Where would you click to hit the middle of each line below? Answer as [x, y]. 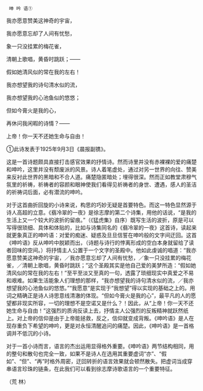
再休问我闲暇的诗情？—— [38, 123]
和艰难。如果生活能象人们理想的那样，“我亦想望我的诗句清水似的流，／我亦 [100, 280]
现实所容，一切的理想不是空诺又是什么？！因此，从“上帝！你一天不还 [108, 303]
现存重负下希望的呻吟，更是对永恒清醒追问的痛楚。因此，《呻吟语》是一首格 [100, 326]
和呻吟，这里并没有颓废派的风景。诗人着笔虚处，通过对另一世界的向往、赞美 [101, 169]
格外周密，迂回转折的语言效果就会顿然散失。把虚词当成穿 [121, 361]
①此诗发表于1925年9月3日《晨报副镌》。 [58, 149]
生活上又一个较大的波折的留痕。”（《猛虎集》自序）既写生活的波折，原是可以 [100, 220]
